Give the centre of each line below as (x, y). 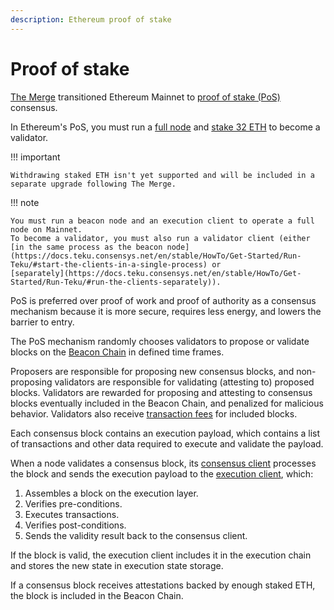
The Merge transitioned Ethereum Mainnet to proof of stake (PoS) (145, 97)
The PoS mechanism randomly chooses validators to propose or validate (160, 341)
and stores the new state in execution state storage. (117, 565)
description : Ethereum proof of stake (91, 19)
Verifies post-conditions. (75, 525)
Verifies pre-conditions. (73, 503)
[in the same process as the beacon (86, 247)
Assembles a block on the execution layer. (111, 493)
